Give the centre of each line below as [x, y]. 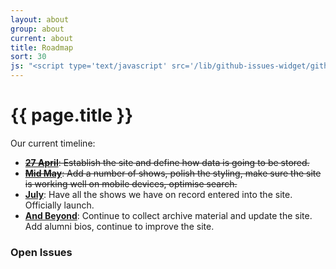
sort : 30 [28, 57]
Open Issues [41, 252]
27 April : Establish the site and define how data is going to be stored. [167, 162]
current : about [42, 38]
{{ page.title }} [72, 115]
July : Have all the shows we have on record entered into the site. [158, 194]
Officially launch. [59, 205]
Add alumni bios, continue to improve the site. [119, 226]
